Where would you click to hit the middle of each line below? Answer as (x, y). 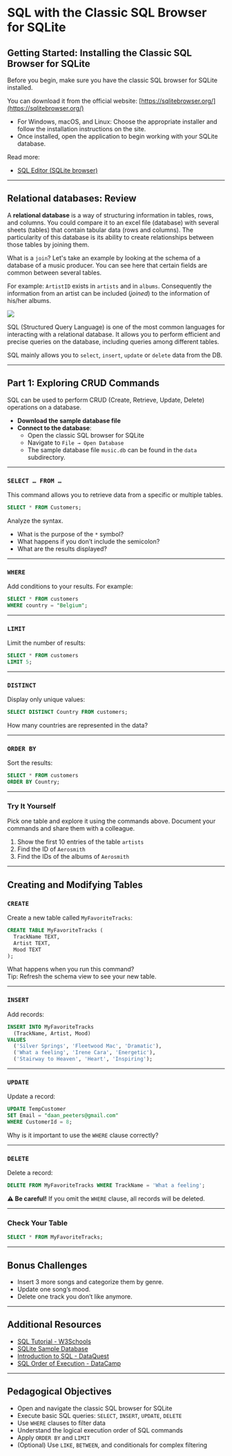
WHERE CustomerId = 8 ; (40, 1122)
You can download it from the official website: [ (74, 101)
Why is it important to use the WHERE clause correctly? (83, 1135)
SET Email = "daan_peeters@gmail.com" (63, 1116)
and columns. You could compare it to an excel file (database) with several (113, 222)
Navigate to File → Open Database (76, 443)
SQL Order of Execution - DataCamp (69, 1363)
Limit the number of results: (47, 643)
